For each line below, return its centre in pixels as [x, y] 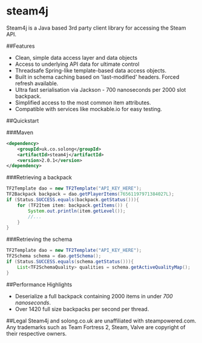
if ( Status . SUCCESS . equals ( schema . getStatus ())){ [70, 262]
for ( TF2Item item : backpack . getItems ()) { [73, 205]
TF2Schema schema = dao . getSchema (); [54, 256]
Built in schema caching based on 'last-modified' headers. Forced [97, 77]
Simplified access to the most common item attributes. [83, 102]
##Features [21, 46]
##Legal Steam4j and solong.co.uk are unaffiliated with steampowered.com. [101, 321]
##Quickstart [23, 120]
